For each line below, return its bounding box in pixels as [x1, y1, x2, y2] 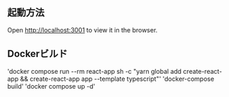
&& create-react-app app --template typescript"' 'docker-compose [20, 75, 215, 83]
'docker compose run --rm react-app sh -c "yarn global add [7, 67, 182, 75]
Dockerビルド [7, 48, 68, 60]
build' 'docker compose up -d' [7, 82, 96, 90]
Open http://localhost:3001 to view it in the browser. [7, 25, 158, 34]
